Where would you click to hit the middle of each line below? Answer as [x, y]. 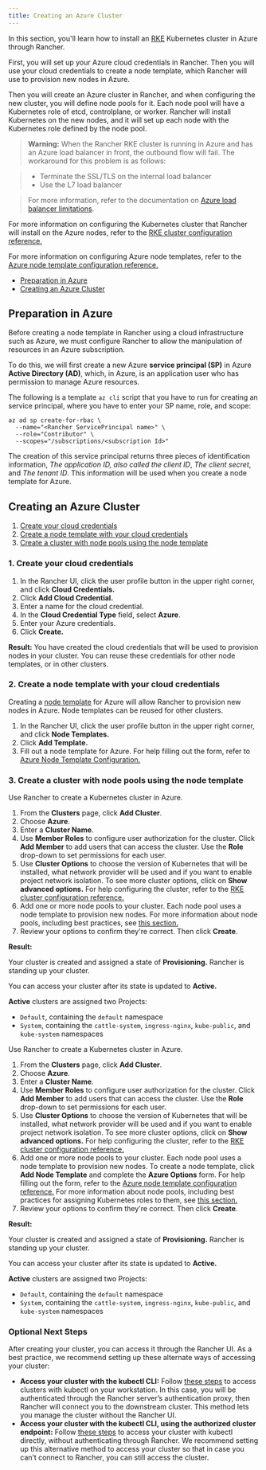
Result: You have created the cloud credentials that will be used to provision [133, 647]
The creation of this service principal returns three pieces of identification [129, 456]
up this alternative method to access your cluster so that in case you [132, 1449]
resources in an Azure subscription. [66, 350]
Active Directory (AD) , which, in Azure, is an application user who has [123, 373]
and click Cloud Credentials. [67, 589]
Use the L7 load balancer [81, 185]
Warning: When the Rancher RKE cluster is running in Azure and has [140, 143]
